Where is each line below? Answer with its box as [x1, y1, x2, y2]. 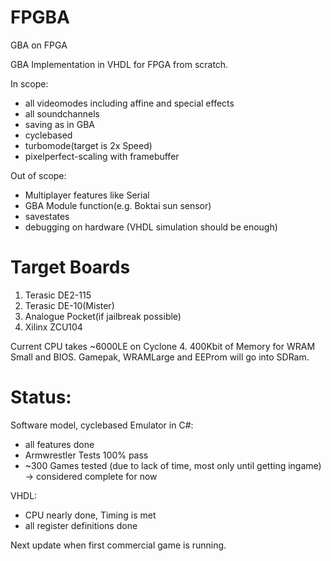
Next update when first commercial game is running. [10, 539, 227, 551]
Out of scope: [10, 169, 67, 181]
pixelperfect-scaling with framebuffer [24, 150, 180, 162]
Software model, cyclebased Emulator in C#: [10, 419, 194, 431]
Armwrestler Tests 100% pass [24, 449, 149, 461]
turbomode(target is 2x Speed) [24, 139, 153, 151]
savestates [24, 210, 70, 222]
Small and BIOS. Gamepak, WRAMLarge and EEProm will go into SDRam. [10, 351, 310, 363]
